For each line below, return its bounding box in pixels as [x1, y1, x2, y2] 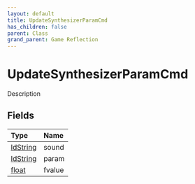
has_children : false [7, 23, 68, 30]
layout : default [7, 10, 55, 17]
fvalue [43, 165, 64, 175]
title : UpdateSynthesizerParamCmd [7, 17, 108, 24]
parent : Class [7, 29, 49, 37]
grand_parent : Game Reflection [7, 36, 99, 43]
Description [7, 90, 41, 98]
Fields [7, 110, 35, 122]
